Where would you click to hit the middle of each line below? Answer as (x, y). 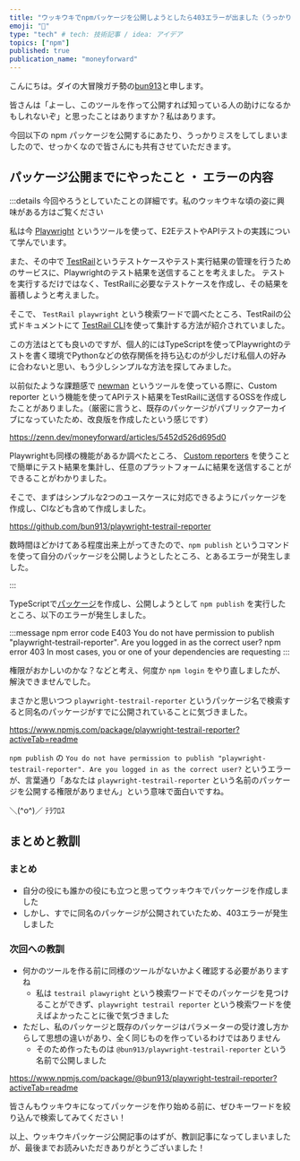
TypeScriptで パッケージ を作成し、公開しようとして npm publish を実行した (148, 603)
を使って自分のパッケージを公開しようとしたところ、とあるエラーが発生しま (150, 556)
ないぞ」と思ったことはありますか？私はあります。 (127, 116)
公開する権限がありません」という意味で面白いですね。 (127, 791)
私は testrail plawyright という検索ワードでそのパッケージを (150, 992)
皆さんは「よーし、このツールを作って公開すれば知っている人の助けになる (146, 105)
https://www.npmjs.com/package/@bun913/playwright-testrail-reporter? (143, 1078)
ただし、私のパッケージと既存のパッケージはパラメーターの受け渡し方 (151, 1027)
